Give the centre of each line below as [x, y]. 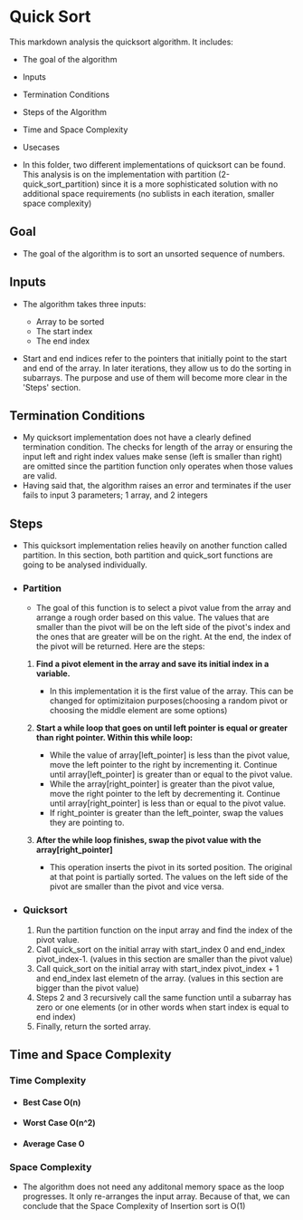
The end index [63, 341]
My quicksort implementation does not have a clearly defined [137, 438]
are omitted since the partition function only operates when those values [158, 466]
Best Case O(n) [52, 1102]
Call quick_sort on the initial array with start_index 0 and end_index [161, 949]
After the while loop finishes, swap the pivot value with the [149, 840]
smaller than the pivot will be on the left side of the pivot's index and [163, 627]
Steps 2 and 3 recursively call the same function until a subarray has [164, 997]
